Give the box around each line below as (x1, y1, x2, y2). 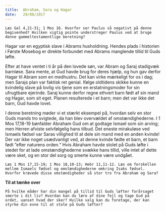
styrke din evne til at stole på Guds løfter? (5, 202, 103, 207)
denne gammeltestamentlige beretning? (5, 34, 85, 39)
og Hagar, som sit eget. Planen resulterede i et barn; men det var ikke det (5, 95, 155, 101)
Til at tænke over (5, 179, 41, 185)
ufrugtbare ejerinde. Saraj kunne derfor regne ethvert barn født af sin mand (5, 90, 160, 96)
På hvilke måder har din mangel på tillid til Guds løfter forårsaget (5, 189, 154, 194)
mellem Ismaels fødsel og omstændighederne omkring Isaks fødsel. (5, 166, 145, 171)
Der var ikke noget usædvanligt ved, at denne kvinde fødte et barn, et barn (5, 136, 158, 142)
